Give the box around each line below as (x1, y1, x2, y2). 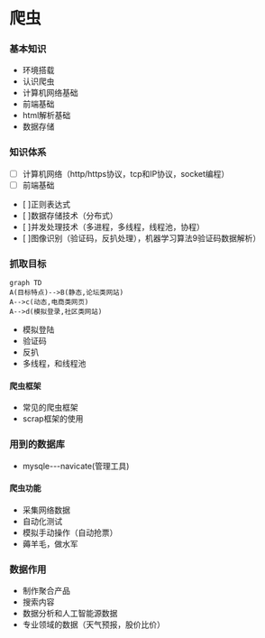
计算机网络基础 (22, 88, 78, 98)
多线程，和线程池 (22, 358, 87, 369)
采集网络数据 (22, 504, 70, 515)
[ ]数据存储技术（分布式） (22, 209, 118, 221)
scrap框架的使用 (22, 413, 84, 424)
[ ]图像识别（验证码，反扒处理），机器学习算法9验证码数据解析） (22, 232, 261, 244)
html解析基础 (22, 110, 71, 121)
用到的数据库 (9, 439, 66, 451)
